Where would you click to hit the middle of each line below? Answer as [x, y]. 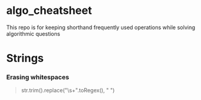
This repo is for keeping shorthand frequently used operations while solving [101, 27]
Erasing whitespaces [38, 78]
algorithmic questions [33, 33]
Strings [25, 58]
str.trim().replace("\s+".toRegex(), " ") [68, 90]
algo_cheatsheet [49, 11]
